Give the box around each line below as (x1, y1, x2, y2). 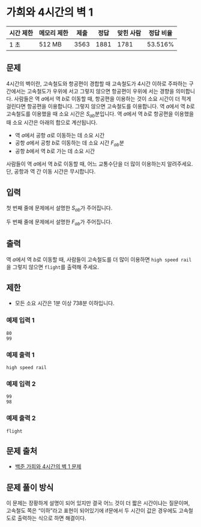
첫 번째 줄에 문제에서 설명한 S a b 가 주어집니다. (6, 204, 113, 213)
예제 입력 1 (6, 316, 35, 325)
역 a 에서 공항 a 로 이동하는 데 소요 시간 (14, 131, 105, 139)
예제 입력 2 (6, 379, 36, 388)
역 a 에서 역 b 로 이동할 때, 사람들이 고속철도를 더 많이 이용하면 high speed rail (6, 255, 192, 263)
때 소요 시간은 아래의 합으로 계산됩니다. (6, 119, 98, 126)
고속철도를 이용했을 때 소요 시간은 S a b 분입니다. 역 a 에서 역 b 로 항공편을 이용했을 (6, 110, 194, 119)
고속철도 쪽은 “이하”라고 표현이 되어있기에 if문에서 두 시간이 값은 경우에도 (6, 507, 178, 514)
